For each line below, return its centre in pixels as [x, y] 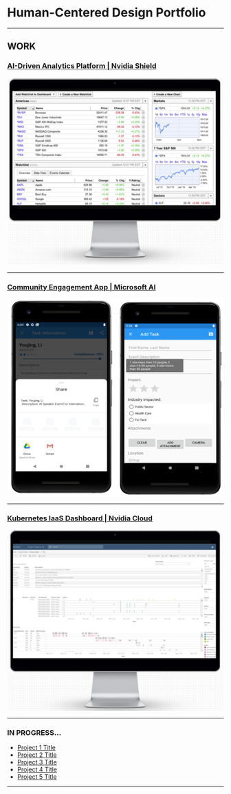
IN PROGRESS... [34, 732]
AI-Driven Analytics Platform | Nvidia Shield [82, 66]
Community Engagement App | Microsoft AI [81, 287]
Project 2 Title [37, 755]
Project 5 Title [37, 777]
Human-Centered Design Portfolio [107, 13]
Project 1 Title [36, 748]
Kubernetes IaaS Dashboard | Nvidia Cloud [80, 518]
